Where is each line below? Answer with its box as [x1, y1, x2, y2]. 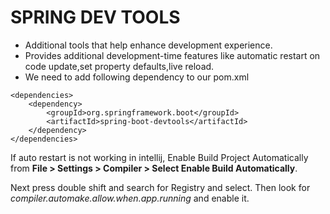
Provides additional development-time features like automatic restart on [24, 49, 321, 61]
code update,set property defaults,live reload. [24, 60, 215, 72]
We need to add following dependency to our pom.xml [24, 71, 250, 83]
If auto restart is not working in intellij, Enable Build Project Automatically [10, 151, 309, 163]
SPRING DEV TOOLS [10, 6, 181, 29]
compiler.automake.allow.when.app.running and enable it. [10, 192, 250, 204]
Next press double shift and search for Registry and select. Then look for [10, 181, 311, 193]
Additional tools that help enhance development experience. [24, 39, 273, 51]
